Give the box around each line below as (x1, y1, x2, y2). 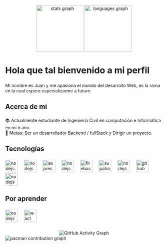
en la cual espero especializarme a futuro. (5, 88, 92, 94)
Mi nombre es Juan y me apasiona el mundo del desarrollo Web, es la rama (5, 82, 160, 89)
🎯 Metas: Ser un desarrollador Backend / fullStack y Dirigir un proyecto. (5, 130, 152, 136)
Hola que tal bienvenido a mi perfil (5, 65, 150, 76)
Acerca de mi (5, 102, 47, 111)
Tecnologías (5, 144, 44, 153)
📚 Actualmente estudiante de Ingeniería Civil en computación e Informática (5, 117, 161, 124)
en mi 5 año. (5, 125, 31, 131)
